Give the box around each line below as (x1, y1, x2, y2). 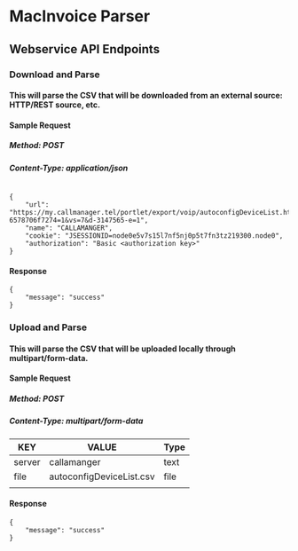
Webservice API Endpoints (9, 42, 161, 57)
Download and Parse (9, 68, 100, 81)
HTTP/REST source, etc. (9, 99, 100, 110)
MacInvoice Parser (9, 6, 151, 27)
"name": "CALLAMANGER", (25, 224, 114, 232)
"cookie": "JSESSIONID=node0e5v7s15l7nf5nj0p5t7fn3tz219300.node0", (25, 232, 284, 240)
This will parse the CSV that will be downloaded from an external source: (9, 91, 284, 101)
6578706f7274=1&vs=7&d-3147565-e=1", (9, 216, 149, 225)
